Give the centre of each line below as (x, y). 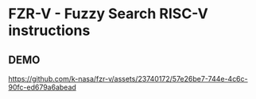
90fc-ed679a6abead (43, 87)
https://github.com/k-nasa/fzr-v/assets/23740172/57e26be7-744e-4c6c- (128, 79)
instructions (49, 30)
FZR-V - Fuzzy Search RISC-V (108, 14)
